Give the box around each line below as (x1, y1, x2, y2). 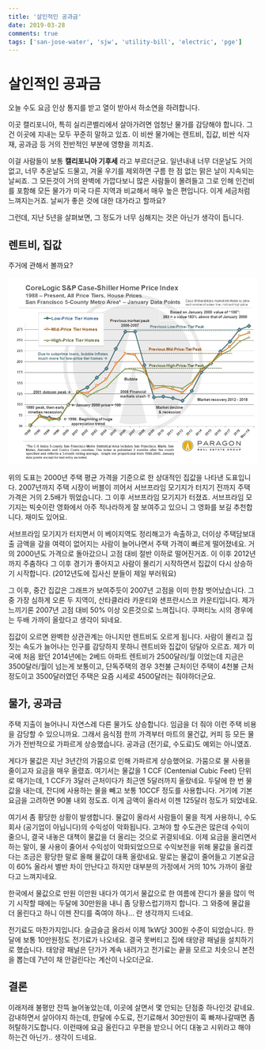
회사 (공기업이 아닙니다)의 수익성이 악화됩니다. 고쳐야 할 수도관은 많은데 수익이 (8, 822, 250, 831)
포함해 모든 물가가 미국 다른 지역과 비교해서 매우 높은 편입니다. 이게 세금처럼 (16, 186, 251, 195)
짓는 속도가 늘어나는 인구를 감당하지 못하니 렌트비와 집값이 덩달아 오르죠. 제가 (8, 642, 247, 651)
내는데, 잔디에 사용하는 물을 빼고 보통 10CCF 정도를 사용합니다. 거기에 (22, 786, 239, 795)
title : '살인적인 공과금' (8, 13, 82, 21)
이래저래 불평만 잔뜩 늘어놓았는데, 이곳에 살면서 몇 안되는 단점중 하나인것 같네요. (8, 1002, 256, 1012)
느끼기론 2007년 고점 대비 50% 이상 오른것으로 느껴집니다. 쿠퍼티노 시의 (8, 605, 232, 615)
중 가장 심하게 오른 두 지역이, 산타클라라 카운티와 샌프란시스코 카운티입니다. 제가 (8, 596, 256, 604)
